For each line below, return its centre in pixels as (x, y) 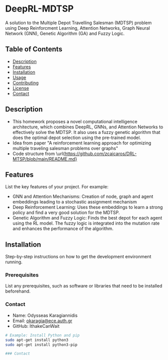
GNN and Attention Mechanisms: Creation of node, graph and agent (83, 196)
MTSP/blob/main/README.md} (45, 159)
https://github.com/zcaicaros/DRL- (101, 154)
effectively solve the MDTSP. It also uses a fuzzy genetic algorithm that (86, 132)
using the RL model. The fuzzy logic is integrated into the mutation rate (86, 223)
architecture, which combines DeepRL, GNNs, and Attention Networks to (88, 127)
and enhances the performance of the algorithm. (63, 229)
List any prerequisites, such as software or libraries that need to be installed (84, 286)
